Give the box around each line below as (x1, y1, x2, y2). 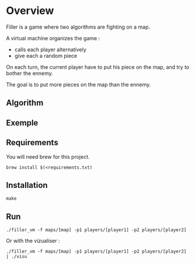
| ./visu (6, 254, 27, 260)
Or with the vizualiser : (6, 238, 60, 245)
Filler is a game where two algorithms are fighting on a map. (6, 23, 151, 30)
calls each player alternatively (14, 46, 86, 53)
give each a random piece (14, 52, 78, 59)
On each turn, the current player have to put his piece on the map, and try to (6, 63, 190, 71)
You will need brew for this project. (6, 153, 90, 160)
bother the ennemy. (6, 69, 54, 76)
